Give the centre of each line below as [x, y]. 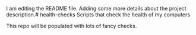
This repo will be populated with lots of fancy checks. [72, 26]
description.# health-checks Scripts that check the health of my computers [98, 15]
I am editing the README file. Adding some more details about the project [96, 8]
